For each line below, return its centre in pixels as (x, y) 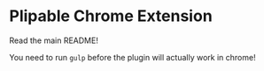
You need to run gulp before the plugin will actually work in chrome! (132, 57)
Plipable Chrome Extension (111, 16)
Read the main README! (54, 40)
